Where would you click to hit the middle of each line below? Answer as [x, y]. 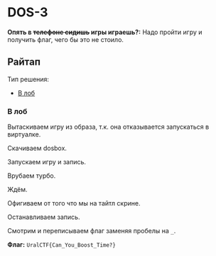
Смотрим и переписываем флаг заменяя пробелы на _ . [92, 231]
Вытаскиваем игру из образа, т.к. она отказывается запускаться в [108, 127]
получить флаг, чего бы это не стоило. [66, 39]
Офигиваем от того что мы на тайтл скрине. [74, 203]
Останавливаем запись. [44, 217]
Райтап [24, 62]
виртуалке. [24, 134]
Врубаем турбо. [32, 176]
